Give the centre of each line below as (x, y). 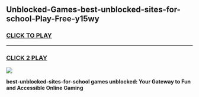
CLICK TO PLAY (29, 36)
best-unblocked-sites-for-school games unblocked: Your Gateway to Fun (99, 81)
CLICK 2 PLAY (27, 58)
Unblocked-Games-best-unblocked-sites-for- (93, 10)
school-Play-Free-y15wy (53, 19)
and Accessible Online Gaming (45, 88)
